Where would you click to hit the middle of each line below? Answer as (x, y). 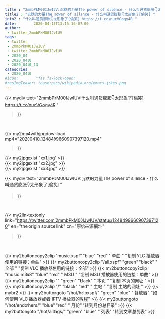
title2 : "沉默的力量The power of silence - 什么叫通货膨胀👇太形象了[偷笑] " (80, 14)
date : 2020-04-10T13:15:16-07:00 (47, 23)
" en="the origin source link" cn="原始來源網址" (56, 226)
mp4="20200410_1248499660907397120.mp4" (54, 139)
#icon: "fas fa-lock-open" (41, 78)
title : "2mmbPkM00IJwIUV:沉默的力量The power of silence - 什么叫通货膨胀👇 (81, 10)
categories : (17, 70)
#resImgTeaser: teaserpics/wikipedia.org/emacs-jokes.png (66, 83)
